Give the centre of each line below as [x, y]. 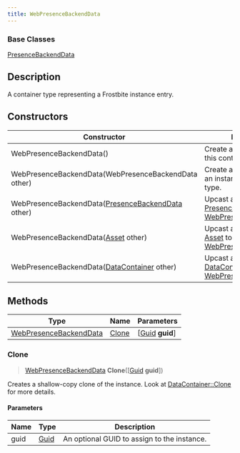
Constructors [38, 117]
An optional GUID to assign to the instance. [135, 439]
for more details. [31, 392]
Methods [28, 301]
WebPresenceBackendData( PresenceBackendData [97, 203]
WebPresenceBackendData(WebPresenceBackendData [104, 174]
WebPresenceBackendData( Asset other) [79, 237]
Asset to [218, 237]
